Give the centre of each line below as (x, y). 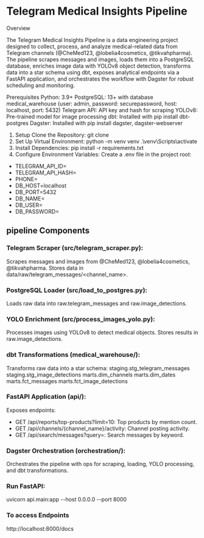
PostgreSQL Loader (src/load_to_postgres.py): (77, 290)
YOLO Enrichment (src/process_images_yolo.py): (81, 319)
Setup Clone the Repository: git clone (62, 135)
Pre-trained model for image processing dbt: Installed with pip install (92, 117)
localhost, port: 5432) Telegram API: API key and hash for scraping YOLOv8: (102, 110)
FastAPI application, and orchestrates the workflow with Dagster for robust (100, 79)
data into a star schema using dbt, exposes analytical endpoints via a (93, 72)
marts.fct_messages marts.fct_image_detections (67, 381)
